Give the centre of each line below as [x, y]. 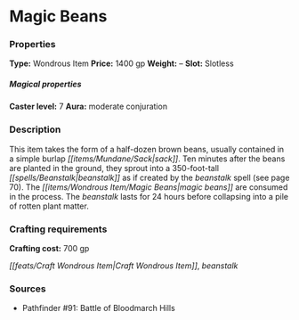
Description [35, 129]
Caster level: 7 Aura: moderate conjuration [88, 107]
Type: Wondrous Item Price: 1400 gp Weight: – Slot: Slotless [121, 63]
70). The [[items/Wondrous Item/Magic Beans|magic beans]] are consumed [149, 187]
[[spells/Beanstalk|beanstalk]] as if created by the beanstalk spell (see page [149, 177]
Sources [28, 289]
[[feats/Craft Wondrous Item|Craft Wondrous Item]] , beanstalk [124, 266]
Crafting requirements [58, 229]
